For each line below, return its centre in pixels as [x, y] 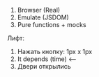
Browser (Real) [39, 10]
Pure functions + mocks [52, 25]
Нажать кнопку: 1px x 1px [55, 52]
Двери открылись [44, 66]
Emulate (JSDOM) [43, 17]
